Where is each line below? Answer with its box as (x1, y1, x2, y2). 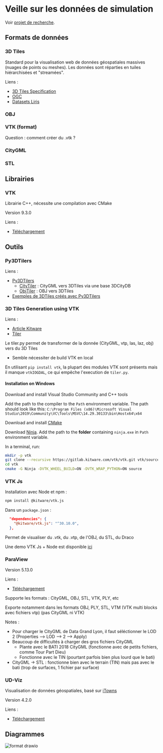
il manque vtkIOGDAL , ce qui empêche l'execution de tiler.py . (5, 369, 129, 375)
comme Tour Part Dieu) (19, 649, 66, 655)
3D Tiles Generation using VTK (5, 305, 80, 312)
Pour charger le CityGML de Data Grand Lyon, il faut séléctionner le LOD (12, 629, 157, 635)
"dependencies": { (9, 517, 47, 521)
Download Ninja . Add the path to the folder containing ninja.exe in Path (5, 429, 149, 435)
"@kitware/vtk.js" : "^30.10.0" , (14, 521, 79, 526)
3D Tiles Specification (12, 88, 57, 94)
